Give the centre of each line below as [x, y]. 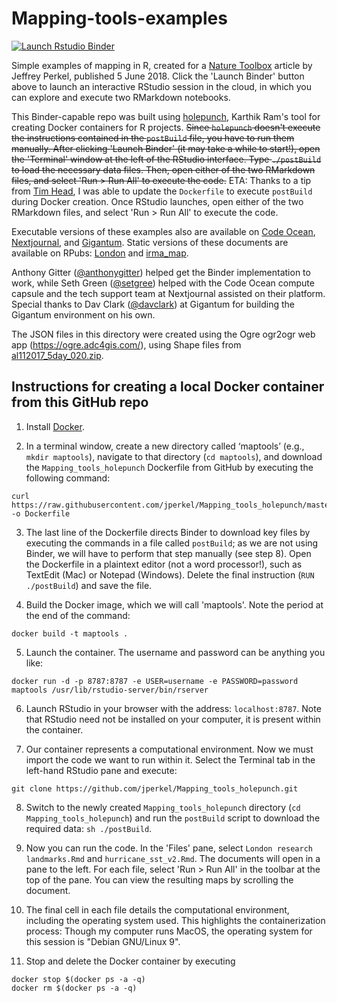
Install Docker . [55, 426]
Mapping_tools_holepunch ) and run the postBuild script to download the [173, 818]
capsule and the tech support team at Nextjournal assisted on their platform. [168, 293]
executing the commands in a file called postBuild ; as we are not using [172, 543]
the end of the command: [78, 615]
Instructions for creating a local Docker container [168, 387]
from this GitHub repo [80, 402]
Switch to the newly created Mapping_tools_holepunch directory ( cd [163, 807]
